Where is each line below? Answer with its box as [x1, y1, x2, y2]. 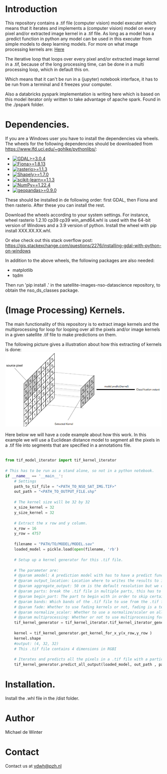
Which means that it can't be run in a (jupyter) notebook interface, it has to [5, 76, 158, 82]
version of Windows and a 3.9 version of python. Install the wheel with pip [5, 222, 157, 228]
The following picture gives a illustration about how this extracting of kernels [5, 341, 162, 347]
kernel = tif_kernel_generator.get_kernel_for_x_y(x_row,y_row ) [14, 631, 153, 636]
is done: [5, 346, 22, 352]
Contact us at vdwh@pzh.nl [5, 763, 62, 769]
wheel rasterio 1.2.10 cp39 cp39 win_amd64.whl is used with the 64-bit [5, 217, 151, 223]
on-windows [5, 247, 31, 254]
